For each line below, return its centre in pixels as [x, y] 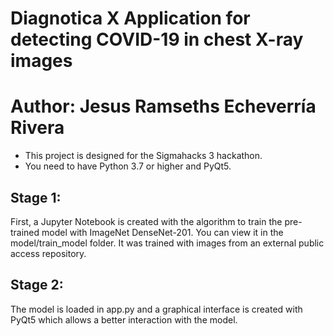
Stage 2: [37, 285]
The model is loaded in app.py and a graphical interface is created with [156, 309]
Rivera [37, 128]
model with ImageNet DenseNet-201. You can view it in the [162, 232]
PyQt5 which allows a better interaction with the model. [124, 319]
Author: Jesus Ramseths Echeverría [163, 106]
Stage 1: [36, 197]
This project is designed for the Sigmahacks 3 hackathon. [143, 156]
